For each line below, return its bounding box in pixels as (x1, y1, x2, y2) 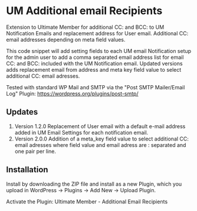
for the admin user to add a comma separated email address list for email (6, 53, 184, 61)
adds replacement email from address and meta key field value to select (6, 66, 182, 73)
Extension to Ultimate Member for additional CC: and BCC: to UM (6, 24, 165, 31)
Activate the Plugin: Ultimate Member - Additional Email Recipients (6, 198, 168, 205)
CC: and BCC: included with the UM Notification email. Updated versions (6, 60, 183, 67)
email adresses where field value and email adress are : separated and (14, 141, 186, 148)
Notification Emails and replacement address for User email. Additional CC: (6, 29, 189, 36)
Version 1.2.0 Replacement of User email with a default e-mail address (14, 122, 186, 130)
